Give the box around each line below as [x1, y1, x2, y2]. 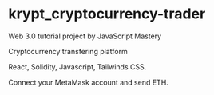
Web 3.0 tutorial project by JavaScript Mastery [8, 31, 162, 41]
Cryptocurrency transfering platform [8, 46, 128, 56]
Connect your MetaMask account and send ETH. [8, 77, 169, 87]
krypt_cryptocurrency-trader [8, 5, 206, 23]
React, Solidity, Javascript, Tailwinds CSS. [8, 61, 147, 72]
